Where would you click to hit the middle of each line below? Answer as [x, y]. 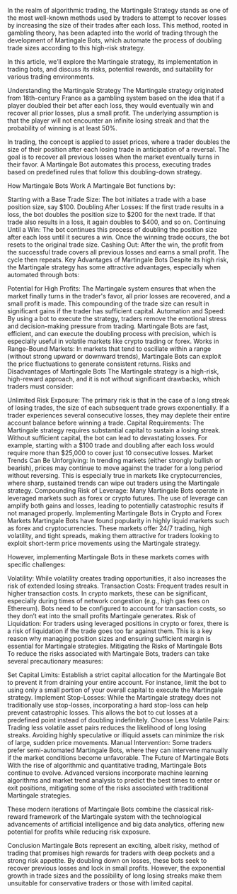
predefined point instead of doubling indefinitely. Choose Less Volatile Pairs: [118, 720]
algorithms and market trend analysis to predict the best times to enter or [114, 780]
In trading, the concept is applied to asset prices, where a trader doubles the [119, 142]
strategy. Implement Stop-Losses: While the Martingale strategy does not [114, 697]
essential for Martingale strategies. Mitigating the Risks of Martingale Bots [115, 646]
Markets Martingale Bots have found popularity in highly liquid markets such [118, 521]
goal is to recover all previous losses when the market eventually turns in [114, 157]
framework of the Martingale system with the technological [115, 817]
